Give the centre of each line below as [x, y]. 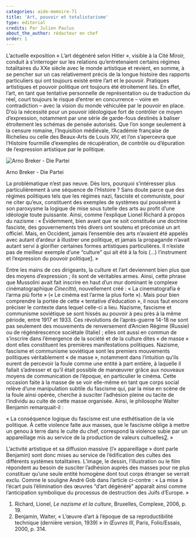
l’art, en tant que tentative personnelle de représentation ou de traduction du [98, 93]
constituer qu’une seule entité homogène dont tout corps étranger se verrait [98, 474]
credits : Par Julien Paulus [40, 28]
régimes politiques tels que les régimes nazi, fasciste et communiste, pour [95, 196]
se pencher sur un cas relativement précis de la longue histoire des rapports [98, 74]
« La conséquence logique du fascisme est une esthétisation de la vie [90, 419]
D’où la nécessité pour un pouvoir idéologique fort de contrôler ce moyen [94, 112]
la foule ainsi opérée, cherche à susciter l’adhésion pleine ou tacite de [90, 395]
